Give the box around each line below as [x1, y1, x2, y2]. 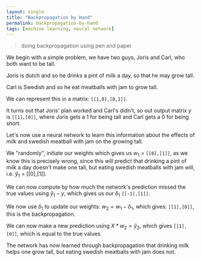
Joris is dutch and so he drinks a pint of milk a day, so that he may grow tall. [6, 72, 194, 79]
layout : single [6, 8, 45, 15]
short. [6, 120, 21, 127]
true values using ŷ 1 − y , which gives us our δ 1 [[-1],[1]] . [6, 189, 150, 198]
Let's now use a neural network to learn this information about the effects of [6, 131, 195, 139]
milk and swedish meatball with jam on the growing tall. [6, 138, 143, 145]
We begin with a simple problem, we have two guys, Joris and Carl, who [6, 54, 185, 61]
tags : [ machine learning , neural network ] [6, 25, 114, 32]
